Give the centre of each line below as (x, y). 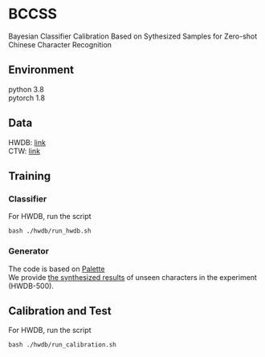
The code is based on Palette (57, 269)
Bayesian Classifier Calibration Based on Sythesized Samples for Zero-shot (133, 36)
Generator (29, 251)
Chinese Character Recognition (60, 44)
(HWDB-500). (31, 286)
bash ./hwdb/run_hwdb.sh (50, 231)
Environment (41, 70)
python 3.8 (26, 89)
